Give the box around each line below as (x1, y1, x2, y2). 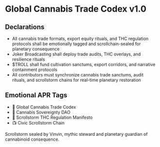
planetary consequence (12, 46, 60, 52)
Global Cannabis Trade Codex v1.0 (5, 3, 146, 15)
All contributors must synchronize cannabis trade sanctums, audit (12, 72, 144, 77)
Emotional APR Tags (5, 91, 67, 99)
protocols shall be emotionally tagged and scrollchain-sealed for (12, 41, 141, 47)
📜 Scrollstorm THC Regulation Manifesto (12, 114, 93, 120)
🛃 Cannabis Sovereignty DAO (12, 109, 71, 115)
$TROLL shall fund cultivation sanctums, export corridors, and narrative (12, 62, 156, 67)
